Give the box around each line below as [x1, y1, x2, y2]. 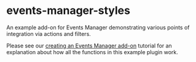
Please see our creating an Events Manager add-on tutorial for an [6, 42, 172, 49]
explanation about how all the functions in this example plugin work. [6, 48, 178, 55]
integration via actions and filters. [6, 30, 91, 37]
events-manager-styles [6, 4, 131, 18]
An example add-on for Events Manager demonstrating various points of [6, 24, 190, 31]
